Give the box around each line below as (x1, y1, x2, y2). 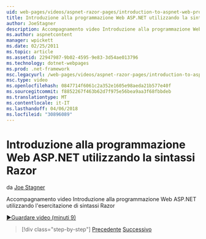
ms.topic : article (6, 49, 53, 55)
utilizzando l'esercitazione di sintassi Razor (6, 202, 115, 210)
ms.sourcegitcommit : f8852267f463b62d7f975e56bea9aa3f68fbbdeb (6, 89, 172, 95)
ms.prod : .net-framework (6, 65, 70, 72)
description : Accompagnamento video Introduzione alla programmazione (6, 26, 191, 32)
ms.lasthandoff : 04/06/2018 (6, 105, 78, 112)
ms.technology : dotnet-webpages (6, 60, 89, 66)
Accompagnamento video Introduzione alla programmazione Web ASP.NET (6, 196, 197, 203)
